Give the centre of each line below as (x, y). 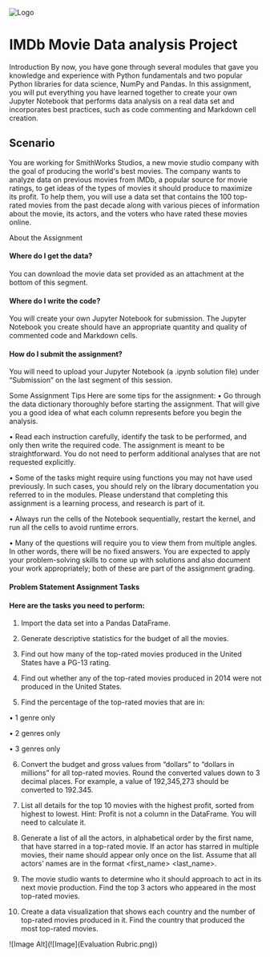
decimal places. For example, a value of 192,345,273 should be (125, 781)
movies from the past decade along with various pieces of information (144, 205)
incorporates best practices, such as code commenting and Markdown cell (133, 109)
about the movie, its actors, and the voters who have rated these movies (128, 213)
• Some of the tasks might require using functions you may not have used (131, 478)
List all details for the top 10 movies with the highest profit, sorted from (137, 806)
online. (20, 222)
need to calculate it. (53, 822)
